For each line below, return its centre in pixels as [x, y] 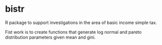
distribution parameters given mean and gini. [50, 37]
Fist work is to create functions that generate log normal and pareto [73, 32]
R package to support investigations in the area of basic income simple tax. [81, 22]
